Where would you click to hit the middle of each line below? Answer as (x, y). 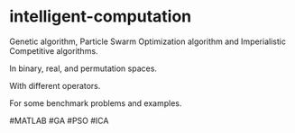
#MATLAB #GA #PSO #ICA (59, 120)
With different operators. (55, 85)
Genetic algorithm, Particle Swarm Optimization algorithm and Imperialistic (148, 41)
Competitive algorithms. (54, 50)
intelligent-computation (101, 17)
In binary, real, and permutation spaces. (83, 68)
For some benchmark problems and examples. (96, 103)
